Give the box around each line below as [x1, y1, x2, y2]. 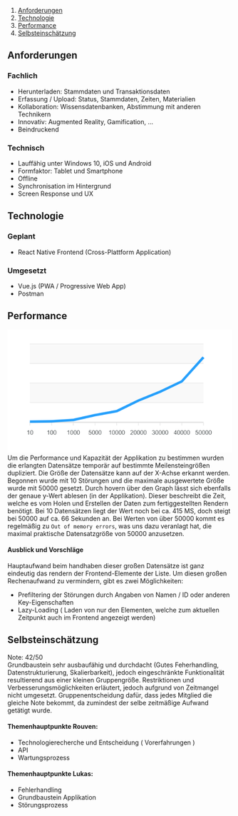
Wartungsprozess [17, 753, 70, 762]
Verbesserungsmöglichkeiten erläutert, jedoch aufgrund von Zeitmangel [7, 683, 219, 692]
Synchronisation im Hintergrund [17, 181, 112, 190]
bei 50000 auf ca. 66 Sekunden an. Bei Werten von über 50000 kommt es [7, 514, 225, 523]
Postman [17, 289, 44, 298]
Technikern [17, 110, 51, 119]
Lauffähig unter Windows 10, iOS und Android [17, 158, 152, 167]
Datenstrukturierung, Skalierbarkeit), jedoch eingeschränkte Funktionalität [7, 668, 224, 677]
